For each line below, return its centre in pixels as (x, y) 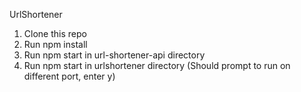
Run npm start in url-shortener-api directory (114, 55)
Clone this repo (55, 33)
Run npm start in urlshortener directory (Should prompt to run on (157, 65)
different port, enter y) (69, 76)
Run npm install (55, 44)
